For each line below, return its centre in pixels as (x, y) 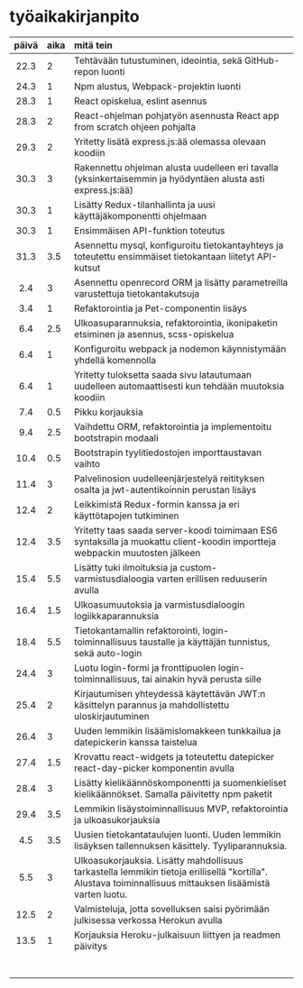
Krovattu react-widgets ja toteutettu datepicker (174, 756)
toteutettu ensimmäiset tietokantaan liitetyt (164, 256)
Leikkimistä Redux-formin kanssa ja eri (157, 504)
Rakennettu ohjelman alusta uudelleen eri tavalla (176, 167)
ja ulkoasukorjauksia (117, 819)
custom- (199, 567)
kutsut (87, 268)
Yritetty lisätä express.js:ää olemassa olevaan (170, 142)
